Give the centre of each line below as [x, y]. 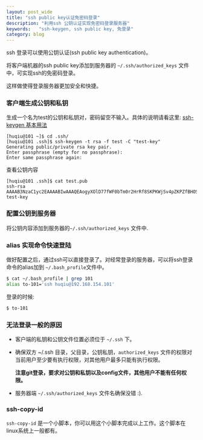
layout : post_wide [29, 12]
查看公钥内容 [22, 170]
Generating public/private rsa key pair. [59, 147]
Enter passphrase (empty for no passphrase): [64, 152]
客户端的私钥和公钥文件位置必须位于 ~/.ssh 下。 [75, 339]
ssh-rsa [16, 187]
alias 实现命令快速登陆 [39, 245]
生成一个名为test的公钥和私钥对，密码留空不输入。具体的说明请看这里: [94, 117]
